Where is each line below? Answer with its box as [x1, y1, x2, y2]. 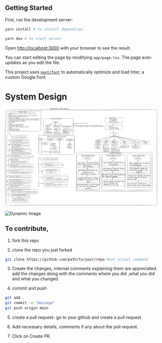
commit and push [12, 285, 47, 291]
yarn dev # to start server [5, 36, 62, 41]
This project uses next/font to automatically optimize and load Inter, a [5, 69, 145, 75]
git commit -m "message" [5, 301, 55, 306]
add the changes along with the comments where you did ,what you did [12, 271, 155, 276]
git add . [5, 295, 25, 300]
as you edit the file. [22, 59, 60, 65]
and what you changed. [12, 276, 59, 282]
